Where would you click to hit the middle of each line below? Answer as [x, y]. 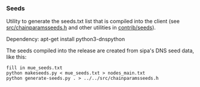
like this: [16, 57]
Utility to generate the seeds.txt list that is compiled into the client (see [93, 21]
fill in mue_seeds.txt [34, 68]
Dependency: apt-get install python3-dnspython [66, 39]
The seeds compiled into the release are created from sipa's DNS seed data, [100, 51]
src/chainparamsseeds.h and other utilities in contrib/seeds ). [81, 27]
